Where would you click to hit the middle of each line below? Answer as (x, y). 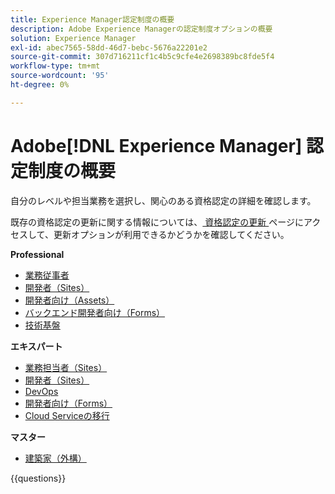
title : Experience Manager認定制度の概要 (92, 19)
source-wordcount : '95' (60, 76)
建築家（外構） (55, 458)
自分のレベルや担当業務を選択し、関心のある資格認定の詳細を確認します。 (163, 200)
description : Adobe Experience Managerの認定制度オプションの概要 (141, 29)
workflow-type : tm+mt (55, 66)
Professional (37, 254)
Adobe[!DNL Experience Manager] (156, 145)
